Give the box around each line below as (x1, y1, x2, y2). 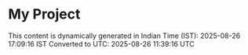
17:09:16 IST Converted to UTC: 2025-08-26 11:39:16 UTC (8, 39, 195, 48)
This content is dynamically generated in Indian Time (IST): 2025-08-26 (8, 31, 241, 40)
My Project (8, 5, 81, 23)
